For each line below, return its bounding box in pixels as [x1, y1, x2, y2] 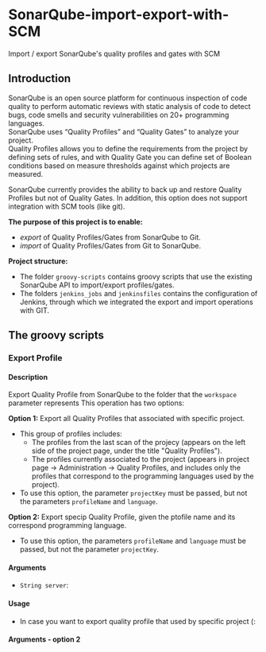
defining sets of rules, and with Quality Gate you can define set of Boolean [8, 152, 252, 162]
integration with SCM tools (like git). [8, 201, 125, 211]
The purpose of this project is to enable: [8, 217, 143, 226]
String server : [19, 580, 69, 590]
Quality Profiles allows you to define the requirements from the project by [8, 143, 249, 153]
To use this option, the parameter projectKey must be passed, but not [19, 488, 248, 498]
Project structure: [8, 256, 68, 266]
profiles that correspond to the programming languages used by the [31, 471, 254, 481]
